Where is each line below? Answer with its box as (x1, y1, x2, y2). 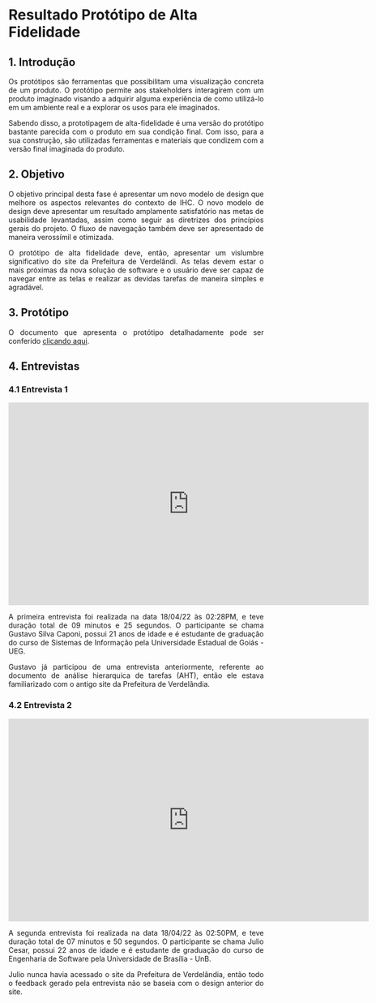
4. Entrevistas (8, 359, 80, 374)
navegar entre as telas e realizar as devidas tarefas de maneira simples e (8, 273, 264, 283)
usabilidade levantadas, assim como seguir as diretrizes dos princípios (8, 215, 264, 225)
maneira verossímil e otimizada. (8, 232, 114, 242)
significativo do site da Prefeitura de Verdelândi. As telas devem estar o (8, 256, 264, 266)
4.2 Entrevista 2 (8, 700, 73, 711)
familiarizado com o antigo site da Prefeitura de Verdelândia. (8, 679, 211, 689)
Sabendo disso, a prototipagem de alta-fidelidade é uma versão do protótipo (8, 118, 264, 127)
